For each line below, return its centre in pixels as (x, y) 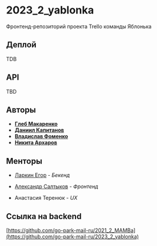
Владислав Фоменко (41, 136)
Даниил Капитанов (39, 130)
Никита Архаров (36, 143)
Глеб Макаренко (36, 124)
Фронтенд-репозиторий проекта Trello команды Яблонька (79, 26)
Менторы (24, 161)
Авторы (21, 110)
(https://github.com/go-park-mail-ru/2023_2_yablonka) (73, 237)
